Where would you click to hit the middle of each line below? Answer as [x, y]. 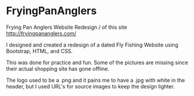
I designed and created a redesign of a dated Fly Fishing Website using [92, 45]
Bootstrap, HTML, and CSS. [39, 51]
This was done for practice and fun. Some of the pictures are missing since [97, 62]
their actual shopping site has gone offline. [58, 68]
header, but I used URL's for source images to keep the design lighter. [91, 86]
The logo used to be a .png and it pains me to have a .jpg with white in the [96, 80]
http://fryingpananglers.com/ [41, 33]
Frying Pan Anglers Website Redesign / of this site [67, 27]
